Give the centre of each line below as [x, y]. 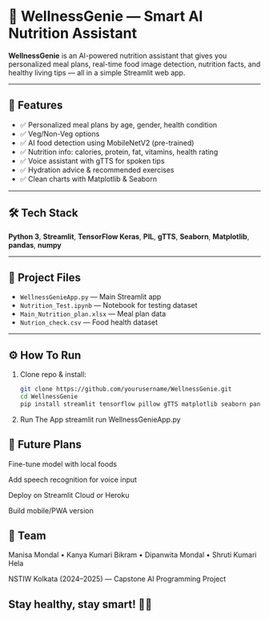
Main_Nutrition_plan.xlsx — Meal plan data [93, 314]
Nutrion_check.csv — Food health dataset [89, 322]
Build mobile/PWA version [51, 510]
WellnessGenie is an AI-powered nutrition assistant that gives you [118, 55]
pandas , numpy [35, 245]
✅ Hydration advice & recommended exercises [97, 170]
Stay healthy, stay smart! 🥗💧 [80, 604]
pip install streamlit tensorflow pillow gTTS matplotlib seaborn [133, 404]
